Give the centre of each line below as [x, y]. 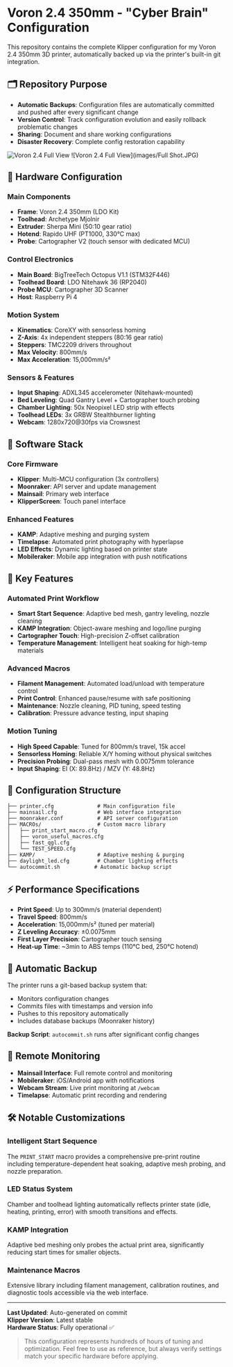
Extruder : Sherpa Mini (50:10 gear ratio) [75, 227]
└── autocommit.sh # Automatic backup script [89, 868]
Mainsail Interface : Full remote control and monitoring [95, 1073]
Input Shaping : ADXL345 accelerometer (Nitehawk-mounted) [105, 393]
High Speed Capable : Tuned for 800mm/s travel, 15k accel [101, 746]
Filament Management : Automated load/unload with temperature [111, 684]
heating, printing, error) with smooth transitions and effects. [93, 1211]
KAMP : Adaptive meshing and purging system [83, 534]
